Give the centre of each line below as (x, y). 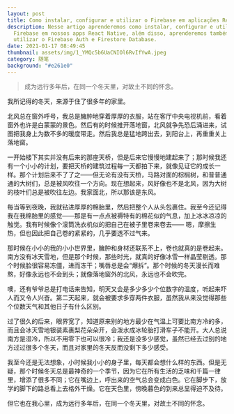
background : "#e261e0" (40, 66)
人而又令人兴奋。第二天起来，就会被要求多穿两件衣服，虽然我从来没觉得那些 (117, 297)
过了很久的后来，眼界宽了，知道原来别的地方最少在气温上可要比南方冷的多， (117, 321)
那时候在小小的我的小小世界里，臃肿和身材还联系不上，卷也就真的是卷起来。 (117, 248)
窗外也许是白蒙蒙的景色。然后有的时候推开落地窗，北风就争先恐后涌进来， (114, 125)
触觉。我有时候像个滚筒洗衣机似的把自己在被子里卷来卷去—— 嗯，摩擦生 (112, 224)
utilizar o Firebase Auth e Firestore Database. (85, 40)
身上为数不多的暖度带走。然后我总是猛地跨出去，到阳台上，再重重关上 (126, 133)
